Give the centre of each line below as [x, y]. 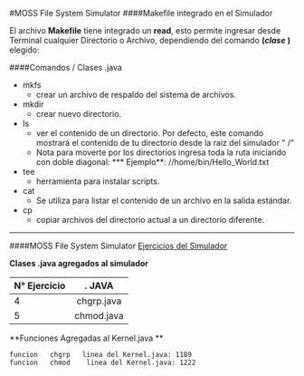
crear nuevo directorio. [79, 114]
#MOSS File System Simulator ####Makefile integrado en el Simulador [141, 13]
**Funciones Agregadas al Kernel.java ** [86, 338]
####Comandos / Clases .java [66, 67]
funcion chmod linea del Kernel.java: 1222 [103, 362]
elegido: [24, 50]
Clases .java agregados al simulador [79, 263]
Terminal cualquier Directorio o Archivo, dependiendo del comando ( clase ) [150, 40]
